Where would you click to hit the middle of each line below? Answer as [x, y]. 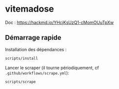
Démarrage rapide [33, 38]
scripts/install [21, 58]
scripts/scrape [20, 82]
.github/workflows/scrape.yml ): [37, 73]
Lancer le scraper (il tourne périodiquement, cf [52, 68]
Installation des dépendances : [36, 49]
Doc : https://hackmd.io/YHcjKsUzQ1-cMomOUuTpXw [59, 22]
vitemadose [30, 9]
